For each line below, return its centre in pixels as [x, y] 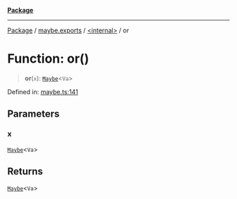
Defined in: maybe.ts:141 [43, 91]
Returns [25, 172]
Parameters [34, 114]
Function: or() [48, 59]
